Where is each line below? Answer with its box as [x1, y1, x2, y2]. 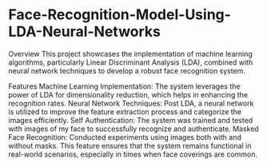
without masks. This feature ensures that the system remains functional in [8, 141, 252, 150]
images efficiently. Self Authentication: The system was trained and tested [8, 115, 253, 125]
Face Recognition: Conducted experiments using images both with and [8, 132, 241, 141]
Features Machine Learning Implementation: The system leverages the [8, 82, 241, 91]
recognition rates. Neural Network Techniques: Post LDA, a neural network [8, 98, 254, 108]
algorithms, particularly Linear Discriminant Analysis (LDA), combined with [8, 58, 253, 67]
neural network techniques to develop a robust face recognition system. [8, 66, 246, 75]
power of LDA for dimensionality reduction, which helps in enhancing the [8, 89, 249, 99]
